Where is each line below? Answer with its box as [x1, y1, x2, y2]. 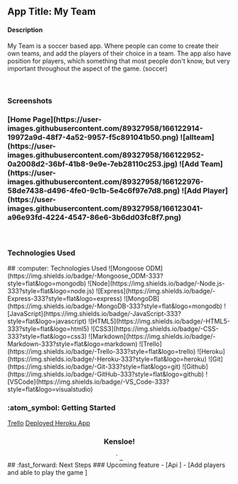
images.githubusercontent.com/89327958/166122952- [7, 150, 205, 160]
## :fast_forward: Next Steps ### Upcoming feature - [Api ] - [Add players [7, 461, 226, 469]
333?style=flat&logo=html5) [7, 325, 90, 333]
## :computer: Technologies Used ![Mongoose [7, 264, 144, 273]
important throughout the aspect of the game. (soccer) [7, 64, 168, 73]
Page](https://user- [32, 115, 102, 125]
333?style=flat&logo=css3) [7, 332, 87, 341]
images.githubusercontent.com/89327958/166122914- [7, 124, 204, 134]
